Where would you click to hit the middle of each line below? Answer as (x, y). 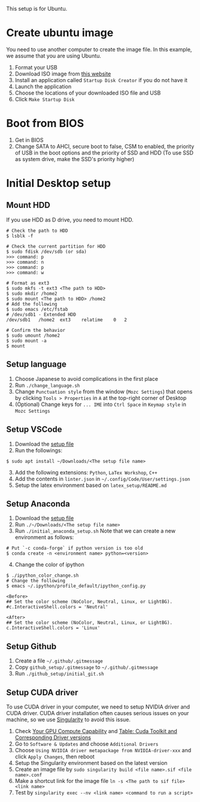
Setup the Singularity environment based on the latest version (91, 762)
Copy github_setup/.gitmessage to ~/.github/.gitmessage (87, 667)
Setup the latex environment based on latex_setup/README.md (91, 485)
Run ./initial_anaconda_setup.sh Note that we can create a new (95, 531)
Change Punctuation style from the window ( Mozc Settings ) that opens (104, 391)
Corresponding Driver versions (53, 737)
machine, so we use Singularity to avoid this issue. (68, 719)
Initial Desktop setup (59, 184)
